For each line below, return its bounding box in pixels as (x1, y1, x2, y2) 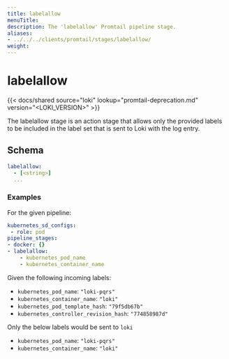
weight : (7, 43, 30, 50)
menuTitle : (7, 17, 39, 24)
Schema (7, 145, 44, 156)
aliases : (7, 29, 33, 37)
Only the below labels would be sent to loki (7, 323, 133, 331)
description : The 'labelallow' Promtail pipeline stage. (7, 23, 177, 30)
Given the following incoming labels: (7, 273, 112, 281)
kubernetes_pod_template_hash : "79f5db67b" (17, 302, 143, 310)
